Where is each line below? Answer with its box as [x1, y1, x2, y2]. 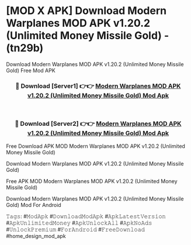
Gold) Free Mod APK [6, 67, 55, 74]
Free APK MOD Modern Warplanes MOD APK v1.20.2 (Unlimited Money [6, 177, 178, 185]
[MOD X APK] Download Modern [6, 4, 167, 18]
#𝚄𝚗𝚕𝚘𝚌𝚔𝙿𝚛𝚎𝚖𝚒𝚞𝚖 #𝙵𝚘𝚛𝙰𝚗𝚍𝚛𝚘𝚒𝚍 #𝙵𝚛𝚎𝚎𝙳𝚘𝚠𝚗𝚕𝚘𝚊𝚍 [6, 226, 145, 233]
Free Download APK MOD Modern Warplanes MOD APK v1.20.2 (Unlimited [6, 142, 186, 150]
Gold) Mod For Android [6, 201, 61, 208]
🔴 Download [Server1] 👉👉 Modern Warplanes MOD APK [15, 82, 181, 90]
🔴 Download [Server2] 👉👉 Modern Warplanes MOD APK [14, 120, 182, 128]
